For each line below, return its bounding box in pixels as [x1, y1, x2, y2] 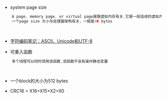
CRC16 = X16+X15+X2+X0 [10, 88, 65, 94]
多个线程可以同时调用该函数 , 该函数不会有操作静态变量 [12, 59, 108, 64]
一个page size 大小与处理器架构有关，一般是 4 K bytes [12, 19, 113, 24]
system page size [10, 5, 47, 10]
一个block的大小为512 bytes [10, 78, 68, 84]
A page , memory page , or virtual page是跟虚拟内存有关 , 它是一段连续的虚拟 [12, 14, 159, 19]
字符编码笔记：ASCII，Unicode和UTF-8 [10, 38, 93, 44]
